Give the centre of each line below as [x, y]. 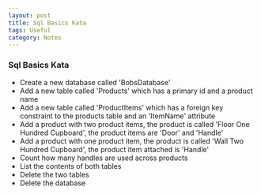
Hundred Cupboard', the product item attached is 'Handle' [114, 149]
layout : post [30, 15]
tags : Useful [30, 30]
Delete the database [53, 183]
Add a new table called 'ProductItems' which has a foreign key [121, 107]
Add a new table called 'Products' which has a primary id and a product [136, 91]
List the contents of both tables [70, 166]
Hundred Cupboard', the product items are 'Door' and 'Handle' [121, 132]
